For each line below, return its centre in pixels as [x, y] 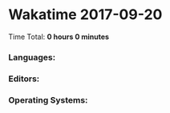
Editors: [24, 79]
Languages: [32, 57]
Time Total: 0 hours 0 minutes [59, 37]
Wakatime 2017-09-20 [85, 15]
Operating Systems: [48, 99]
